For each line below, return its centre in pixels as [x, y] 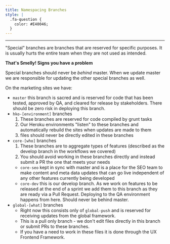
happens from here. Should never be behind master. [74, 200]
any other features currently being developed [67, 178]
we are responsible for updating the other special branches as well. [75, 78]
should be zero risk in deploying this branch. [59, 109]
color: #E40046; [32, 24]
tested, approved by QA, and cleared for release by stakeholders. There [87, 103]
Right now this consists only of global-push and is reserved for [85, 211]
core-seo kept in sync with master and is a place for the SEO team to [91, 168]
